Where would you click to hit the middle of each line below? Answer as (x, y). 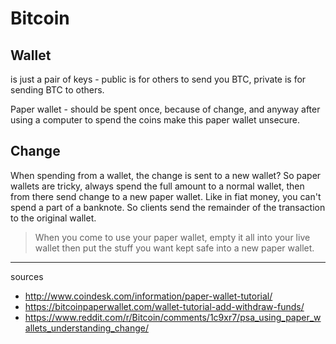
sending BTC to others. (57, 90)
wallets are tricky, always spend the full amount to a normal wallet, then (157, 186)
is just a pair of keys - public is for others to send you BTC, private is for (158, 79)
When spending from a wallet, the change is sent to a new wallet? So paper (166, 175)
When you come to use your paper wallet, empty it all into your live (172, 237)
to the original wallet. (53, 218)
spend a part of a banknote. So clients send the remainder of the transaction (168, 207)
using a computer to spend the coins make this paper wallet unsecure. (155, 120)
